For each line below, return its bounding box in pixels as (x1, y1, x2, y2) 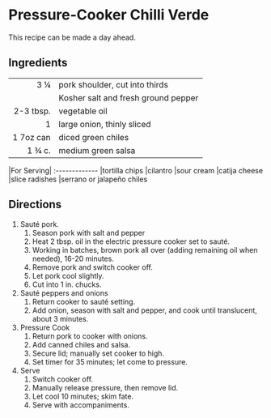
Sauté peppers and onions (19, 288, 108, 297)
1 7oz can (12, 131, 51, 143)
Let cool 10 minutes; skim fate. (32, 391, 134, 401)
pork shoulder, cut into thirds (58, 79, 168, 90)
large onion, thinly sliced (58, 118, 151, 130)
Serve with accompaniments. (32, 399, 129, 410)
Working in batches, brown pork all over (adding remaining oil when (32, 245, 258, 254)
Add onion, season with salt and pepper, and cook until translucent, (32, 305, 257, 315)
